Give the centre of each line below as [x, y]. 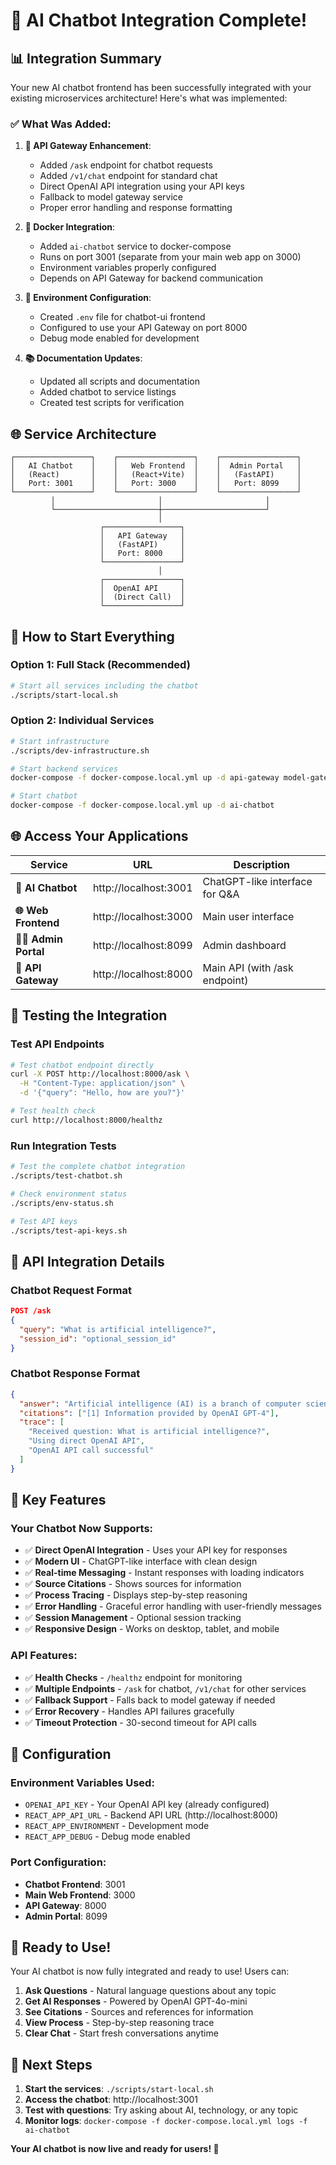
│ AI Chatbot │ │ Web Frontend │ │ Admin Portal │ [156, 466]
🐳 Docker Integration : [70, 227]
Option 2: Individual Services [82, 721]
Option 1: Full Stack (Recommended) [100, 665]
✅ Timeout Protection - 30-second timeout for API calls [140, 1722]
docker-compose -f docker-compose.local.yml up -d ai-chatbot [142, 805]
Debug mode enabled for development [119, 338]
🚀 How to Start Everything [92, 636]
